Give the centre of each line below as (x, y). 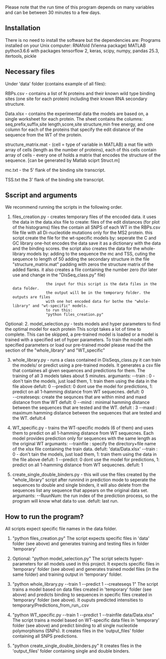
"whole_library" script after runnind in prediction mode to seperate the (84, 480)
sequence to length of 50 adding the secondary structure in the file (81, 259)
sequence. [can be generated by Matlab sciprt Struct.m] (62, 160)
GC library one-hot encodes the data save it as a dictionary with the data (86, 243)
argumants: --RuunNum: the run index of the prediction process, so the (85, 496)
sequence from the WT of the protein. (44, 134)
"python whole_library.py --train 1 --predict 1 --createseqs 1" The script (85, 584)
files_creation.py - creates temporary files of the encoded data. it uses (84, 217)
